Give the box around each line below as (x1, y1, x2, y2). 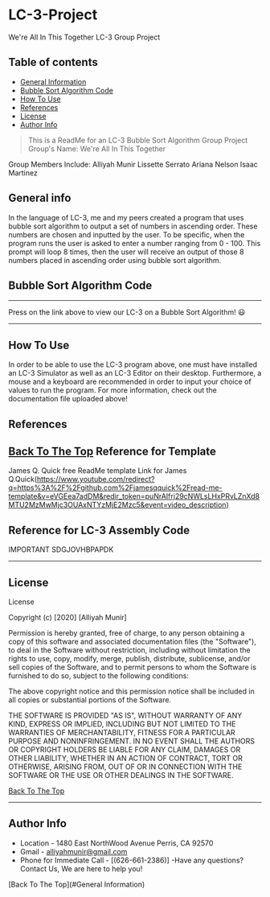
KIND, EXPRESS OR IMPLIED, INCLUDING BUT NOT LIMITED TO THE (8, 719, 236, 729)
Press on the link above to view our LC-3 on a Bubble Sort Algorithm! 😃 (8, 307, 246, 317)
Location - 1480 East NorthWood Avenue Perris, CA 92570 (19, 838, 214, 848)
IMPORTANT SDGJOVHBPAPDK (8, 545, 114, 554)
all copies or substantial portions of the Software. (8, 695, 171, 705)
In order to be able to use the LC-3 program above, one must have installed (8, 360, 257, 369)
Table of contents (8, 56, 98, 69)
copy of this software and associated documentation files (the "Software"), (8, 637, 257, 647)
